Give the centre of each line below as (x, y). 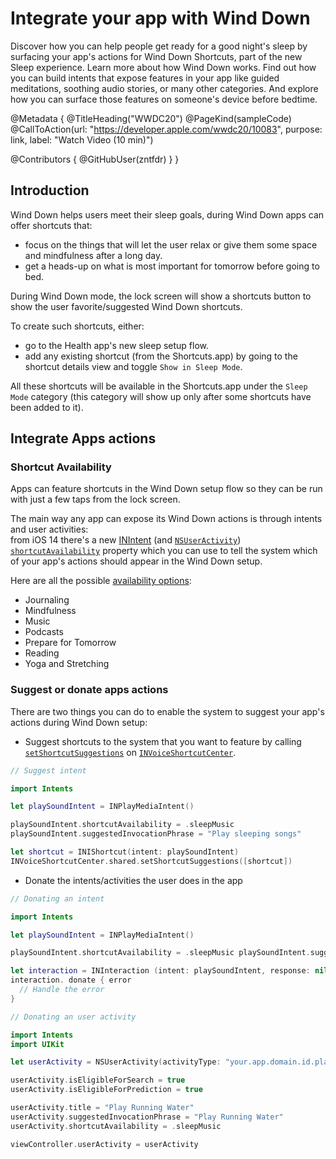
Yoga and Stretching (67, 664)
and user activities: (49, 529)
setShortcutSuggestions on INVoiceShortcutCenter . (130, 752)
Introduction (50, 190)
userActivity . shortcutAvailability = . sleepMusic (116, 1126)
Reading (42, 653)
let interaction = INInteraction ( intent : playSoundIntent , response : (160, 971)
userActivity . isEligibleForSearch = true (98, 1080)
